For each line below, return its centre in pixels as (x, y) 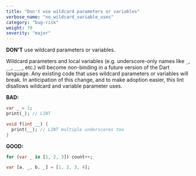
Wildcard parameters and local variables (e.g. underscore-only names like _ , (98, 61)
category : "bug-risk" (32, 22)
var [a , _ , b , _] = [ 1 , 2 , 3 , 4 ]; (48, 167)
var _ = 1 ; (19, 108)
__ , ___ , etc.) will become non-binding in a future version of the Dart (88, 67)
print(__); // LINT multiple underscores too (68, 129)
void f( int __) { (27, 124)
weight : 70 (19, 28)
